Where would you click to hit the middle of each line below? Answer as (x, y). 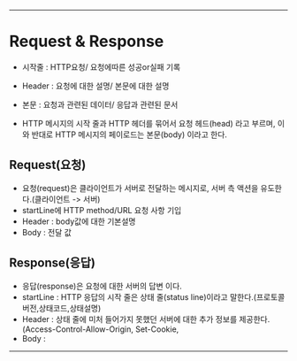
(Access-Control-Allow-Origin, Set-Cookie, (100, 329)
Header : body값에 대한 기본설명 (79, 221)
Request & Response (87, 42)
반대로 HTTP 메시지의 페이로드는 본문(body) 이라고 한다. (129, 134)
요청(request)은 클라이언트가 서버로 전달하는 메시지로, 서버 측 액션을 (140, 188)
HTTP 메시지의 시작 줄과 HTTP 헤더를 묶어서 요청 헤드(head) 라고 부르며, (148, 123)
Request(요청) (48, 165)
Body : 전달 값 (47, 232)
